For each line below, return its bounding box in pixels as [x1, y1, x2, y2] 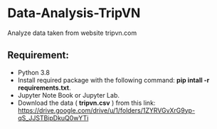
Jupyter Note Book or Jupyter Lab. [17, 91, 120, 99]
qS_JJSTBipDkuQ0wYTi [17, 113, 89, 122]
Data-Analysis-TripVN [7, 5, 141, 21]
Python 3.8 [17, 68, 50, 76]
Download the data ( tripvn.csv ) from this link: [17, 98, 156, 107]
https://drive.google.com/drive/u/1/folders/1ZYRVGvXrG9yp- [17, 105, 196, 115]
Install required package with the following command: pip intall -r [17, 76, 210, 84]
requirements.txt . [17, 83, 71, 92]
